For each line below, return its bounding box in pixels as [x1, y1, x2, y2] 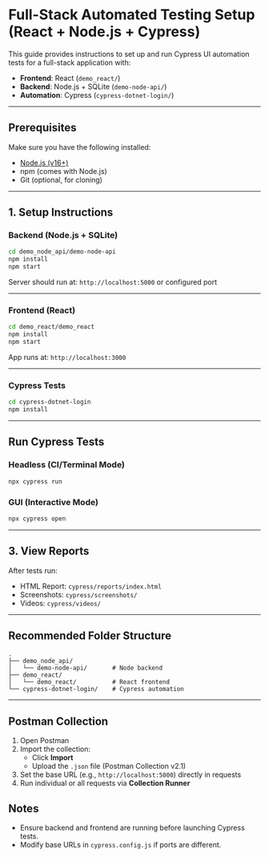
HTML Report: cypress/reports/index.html [19, 581, 162, 591]
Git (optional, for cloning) [19, 175, 102, 184]
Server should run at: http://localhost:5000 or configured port [8, 277, 218, 287]
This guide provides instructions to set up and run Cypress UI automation [8, 49, 250, 59]
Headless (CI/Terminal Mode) [8, 459, 126, 471]
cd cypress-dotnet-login [8, 398, 91, 406]
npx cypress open [8, 515, 66, 523]
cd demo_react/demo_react [8, 323, 94, 331]
